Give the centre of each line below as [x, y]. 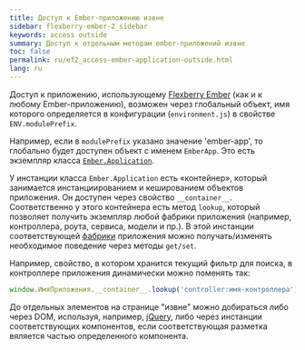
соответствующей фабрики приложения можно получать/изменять [141, 235]
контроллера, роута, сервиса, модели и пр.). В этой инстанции [132, 226]
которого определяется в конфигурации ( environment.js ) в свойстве [143, 114]
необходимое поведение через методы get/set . [103, 245]
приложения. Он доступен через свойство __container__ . [121, 197]
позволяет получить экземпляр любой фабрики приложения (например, [151, 216]
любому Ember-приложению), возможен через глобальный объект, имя [150, 104]
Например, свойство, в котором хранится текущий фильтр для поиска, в [151, 263]
